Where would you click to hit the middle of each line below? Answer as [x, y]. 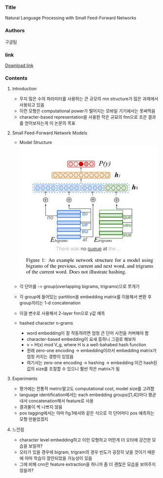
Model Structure [36, 143]
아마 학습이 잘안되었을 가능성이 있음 [58, 458]
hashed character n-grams [46, 323]
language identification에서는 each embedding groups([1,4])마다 [83, 395]
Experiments [25, 378]
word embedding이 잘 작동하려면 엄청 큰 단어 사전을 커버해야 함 [88, 333]
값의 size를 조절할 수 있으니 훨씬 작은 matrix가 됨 [73, 369]
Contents [16, 78]
